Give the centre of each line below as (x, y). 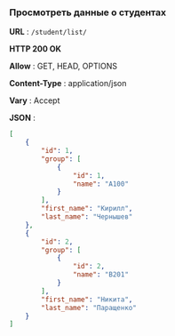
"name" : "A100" (100, 184)
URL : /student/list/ (48, 32)
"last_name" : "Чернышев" (87, 217)
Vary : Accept (35, 100)
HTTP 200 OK (36, 49)
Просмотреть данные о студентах (88, 12)
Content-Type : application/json (68, 84)
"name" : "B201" (100, 275)
